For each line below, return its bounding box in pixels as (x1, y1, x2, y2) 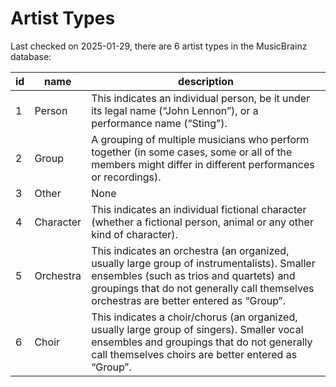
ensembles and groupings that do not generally (91, 335, 313, 349)
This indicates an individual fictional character (91, 202, 307, 216)
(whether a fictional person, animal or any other (91, 215, 314, 229)
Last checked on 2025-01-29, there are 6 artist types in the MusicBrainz (10, 40, 308, 52)
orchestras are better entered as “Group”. (91, 293, 286, 307)
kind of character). (91, 227, 178, 241)
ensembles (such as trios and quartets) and (91, 268, 296, 282)
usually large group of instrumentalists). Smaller (91, 256, 316, 270)
